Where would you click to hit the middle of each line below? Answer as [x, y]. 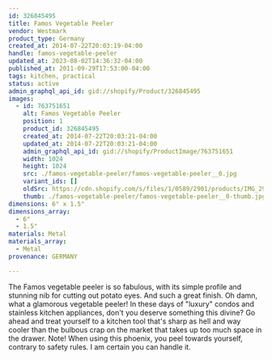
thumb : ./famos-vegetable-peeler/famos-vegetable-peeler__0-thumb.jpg [144, 196]
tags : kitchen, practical [52, 76]
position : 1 [43, 121]
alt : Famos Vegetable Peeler [72, 114]
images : [21, 99]
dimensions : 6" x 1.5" [47, 204]
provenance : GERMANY [43, 256]
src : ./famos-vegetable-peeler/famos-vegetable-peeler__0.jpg [130, 174]
